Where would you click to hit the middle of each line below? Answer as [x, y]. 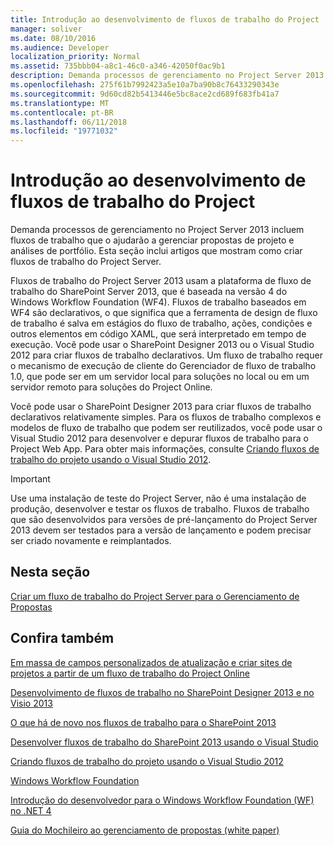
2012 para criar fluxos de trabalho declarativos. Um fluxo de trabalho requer [166, 355]
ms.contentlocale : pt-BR [62, 112]
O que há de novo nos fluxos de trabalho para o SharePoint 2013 [143, 722]
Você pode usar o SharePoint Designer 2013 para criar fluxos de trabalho [161, 407]
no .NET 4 [31, 810]
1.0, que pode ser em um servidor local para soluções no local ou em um [160, 377]
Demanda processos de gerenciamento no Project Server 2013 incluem [157, 230]
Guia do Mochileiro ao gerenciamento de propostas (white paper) [145, 830]
